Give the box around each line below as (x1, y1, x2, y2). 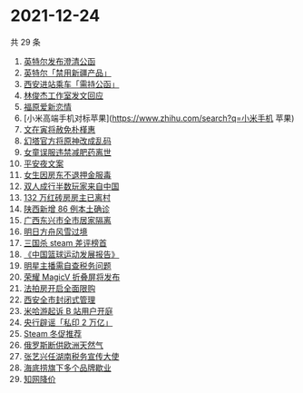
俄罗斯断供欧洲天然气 (23, 339, 103, 350)
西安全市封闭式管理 (23, 294, 96, 305)
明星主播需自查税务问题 (23, 260, 112, 270)
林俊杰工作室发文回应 (23, 90, 103, 101)
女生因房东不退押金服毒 (23, 169, 112, 180)
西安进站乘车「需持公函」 (23, 78, 120, 89)
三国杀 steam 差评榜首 (23, 237, 107, 248)
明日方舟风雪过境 (23, 226, 88, 237)
